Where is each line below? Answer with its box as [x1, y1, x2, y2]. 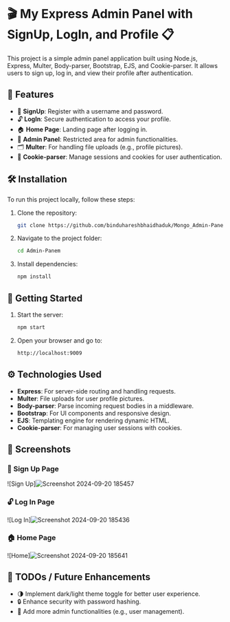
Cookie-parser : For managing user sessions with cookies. [16, 423, 182, 431]
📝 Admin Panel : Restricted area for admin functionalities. [16, 135, 179, 143]
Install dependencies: [16, 260, 78, 268]
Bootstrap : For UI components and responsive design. [16, 409, 172, 417]
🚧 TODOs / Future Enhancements [7, 571, 151, 583]
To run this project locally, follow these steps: [7, 195, 135, 204]
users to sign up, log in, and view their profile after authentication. [7, 69, 194, 77]
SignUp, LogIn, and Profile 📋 [7, 27, 174, 43]
